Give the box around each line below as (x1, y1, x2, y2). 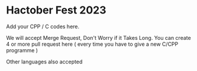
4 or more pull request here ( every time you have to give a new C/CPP (6, 40, 179, 48)
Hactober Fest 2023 (6, 4, 106, 17)
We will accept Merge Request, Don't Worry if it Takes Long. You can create (6, 34, 191, 41)
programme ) (6, 46, 38, 53)
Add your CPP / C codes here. (6, 23, 80, 30)
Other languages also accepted (6, 58, 83, 65)
